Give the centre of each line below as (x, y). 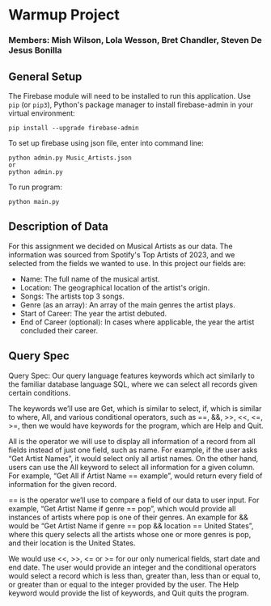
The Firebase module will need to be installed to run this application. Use (129, 95)
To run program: (36, 187)
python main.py (34, 201)
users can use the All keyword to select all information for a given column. (131, 467)
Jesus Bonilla (35, 50)
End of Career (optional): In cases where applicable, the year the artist (137, 322)
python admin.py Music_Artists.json (70, 158)
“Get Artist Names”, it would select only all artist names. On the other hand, (133, 458)
